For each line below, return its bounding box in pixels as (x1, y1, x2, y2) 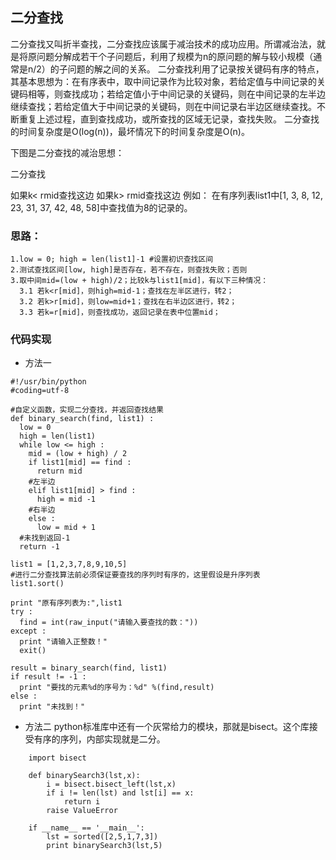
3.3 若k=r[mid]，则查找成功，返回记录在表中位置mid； (19, 308, 221, 318)
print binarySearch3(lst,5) (46, 841, 163, 851)
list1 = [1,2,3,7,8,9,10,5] (10, 559, 128, 570)
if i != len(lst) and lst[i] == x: (46, 788, 195, 798)
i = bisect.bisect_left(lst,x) (46, 779, 177, 790)
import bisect (28, 753, 87, 763)
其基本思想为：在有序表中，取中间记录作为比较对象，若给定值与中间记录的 (10, 75, 317, 87)
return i (63, 797, 101, 807)
